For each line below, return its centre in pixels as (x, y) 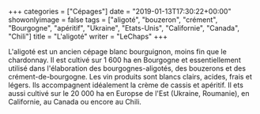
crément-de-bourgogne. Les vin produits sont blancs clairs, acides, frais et (130, 77)
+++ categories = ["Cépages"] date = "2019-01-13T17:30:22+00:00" (120, 11)
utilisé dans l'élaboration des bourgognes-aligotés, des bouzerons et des (127, 68)
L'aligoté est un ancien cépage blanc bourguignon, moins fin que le (117, 51)
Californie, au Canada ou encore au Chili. (75, 102)
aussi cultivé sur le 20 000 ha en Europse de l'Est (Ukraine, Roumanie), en (129, 93)
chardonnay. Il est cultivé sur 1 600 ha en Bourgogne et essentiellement (124, 60)
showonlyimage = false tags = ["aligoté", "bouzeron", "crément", (113, 20)
